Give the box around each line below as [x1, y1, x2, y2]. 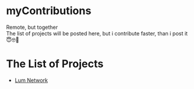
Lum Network [14, 77, 48, 84]
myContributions [6, 4, 92, 18]
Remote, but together [6, 24, 58, 31]
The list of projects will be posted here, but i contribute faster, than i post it [6, 29, 188, 37]
